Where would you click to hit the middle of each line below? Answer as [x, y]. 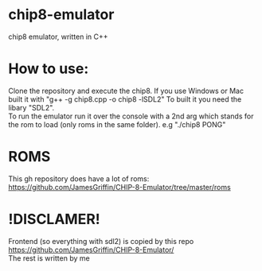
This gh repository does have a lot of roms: [79, 178]
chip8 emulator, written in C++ [58, 37]
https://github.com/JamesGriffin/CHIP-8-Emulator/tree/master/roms [119, 187]
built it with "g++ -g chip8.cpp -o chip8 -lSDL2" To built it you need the [125, 99]
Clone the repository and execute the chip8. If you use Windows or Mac [126, 91]
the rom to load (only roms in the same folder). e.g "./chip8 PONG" [117, 124]
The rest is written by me [49, 258]
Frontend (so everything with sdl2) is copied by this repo [101, 241]
